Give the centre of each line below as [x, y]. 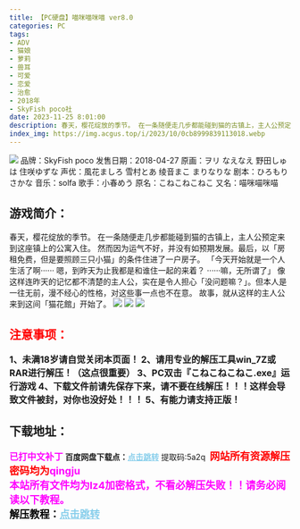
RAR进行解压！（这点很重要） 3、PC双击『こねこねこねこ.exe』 [145, 373]
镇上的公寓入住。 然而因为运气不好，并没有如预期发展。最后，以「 [155, 248]
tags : [19, 34]
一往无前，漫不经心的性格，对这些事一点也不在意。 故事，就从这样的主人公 [147, 292]
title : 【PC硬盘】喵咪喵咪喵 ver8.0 [71, 17]
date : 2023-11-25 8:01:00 [57, 117]
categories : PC [37, 26]
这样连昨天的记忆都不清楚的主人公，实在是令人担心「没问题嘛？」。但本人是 [148, 281]
